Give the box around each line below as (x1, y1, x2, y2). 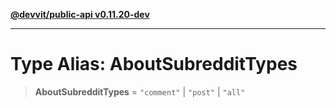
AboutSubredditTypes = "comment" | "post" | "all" (34, 85, 246, 98)
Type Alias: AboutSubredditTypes (10, 53, 298, 76)
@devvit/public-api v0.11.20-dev (10, 9, 150, 20)
